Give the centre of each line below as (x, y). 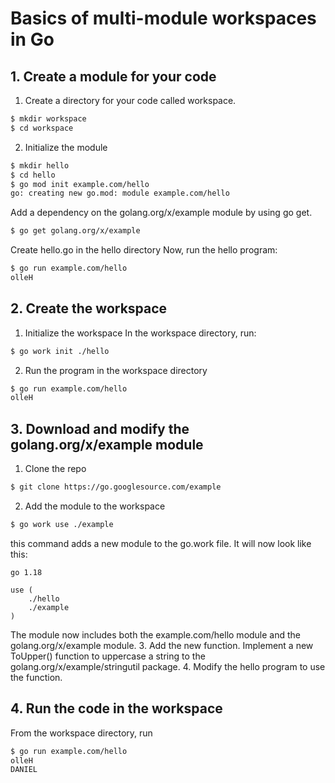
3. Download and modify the (100, 428)
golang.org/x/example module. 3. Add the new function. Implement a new (162, 645)
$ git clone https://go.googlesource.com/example (116, 487)
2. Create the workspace (89, 308)
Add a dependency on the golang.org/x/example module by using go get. (161, 213)
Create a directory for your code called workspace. (130, 100)
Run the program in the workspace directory (116, 370)
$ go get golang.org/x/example (75, 231)
